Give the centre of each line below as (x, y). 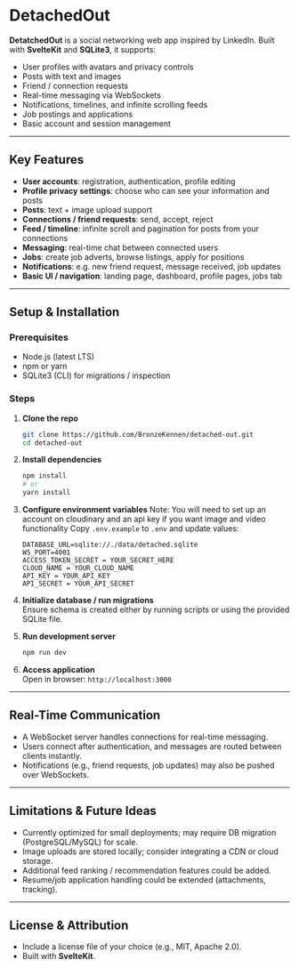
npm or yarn (44, 367)
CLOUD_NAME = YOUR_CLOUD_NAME (78, 569)
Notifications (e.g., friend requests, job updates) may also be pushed (148, 765)
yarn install (46, 493)
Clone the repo (50, 418)
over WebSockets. (56, 774)
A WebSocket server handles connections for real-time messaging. (145, 737)
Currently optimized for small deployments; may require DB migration (149, 832)
